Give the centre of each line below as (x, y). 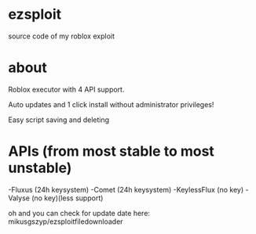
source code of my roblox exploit (62, 36)
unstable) (40, 168)
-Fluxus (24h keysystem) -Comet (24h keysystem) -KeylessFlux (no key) (126, 189)
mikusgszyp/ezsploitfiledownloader (66, 221)
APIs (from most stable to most (111, 151)
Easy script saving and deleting (59, 120)
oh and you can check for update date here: (79, 213)
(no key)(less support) (67, 198)
